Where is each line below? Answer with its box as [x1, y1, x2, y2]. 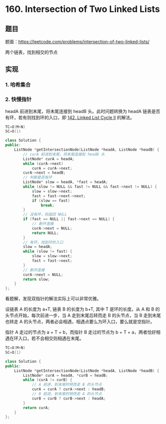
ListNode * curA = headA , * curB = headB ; [23, 373, 108, 378]
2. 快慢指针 [5, 96, 32, 103]
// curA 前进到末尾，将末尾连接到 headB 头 [23, 152, 105, 157]
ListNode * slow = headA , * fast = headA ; [23, 180, 108, 185]
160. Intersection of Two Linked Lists [5, 3, 161, 15]
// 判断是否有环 [23, 175, 52, 180]
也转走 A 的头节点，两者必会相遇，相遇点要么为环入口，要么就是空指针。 [5, 318, 155, 324]
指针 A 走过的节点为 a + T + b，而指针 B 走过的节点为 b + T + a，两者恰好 [5, 329, 156, 335]
